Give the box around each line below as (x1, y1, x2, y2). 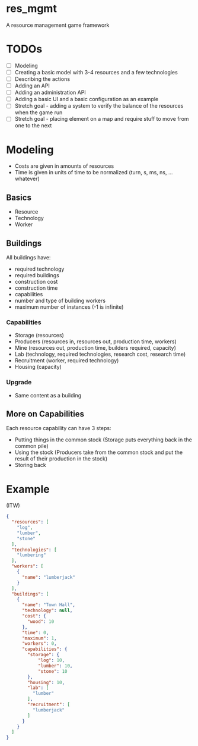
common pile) (14, 443, 49, 450)
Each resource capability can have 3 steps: (6, 425, 111, 432)
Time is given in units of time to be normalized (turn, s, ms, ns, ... (14, 169, 173, 176)
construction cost (14, 278, 58, 285)
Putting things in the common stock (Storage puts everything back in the (14, 436, 193, 443)
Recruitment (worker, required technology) (14, 357, 119, 364)
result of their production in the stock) (14, 455, 108, 462)
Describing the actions (14, 76, 70, 82)
